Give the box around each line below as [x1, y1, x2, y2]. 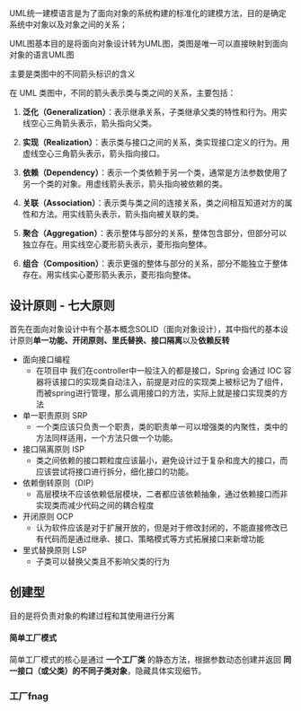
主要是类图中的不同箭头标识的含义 [9, 68, 136, 79]
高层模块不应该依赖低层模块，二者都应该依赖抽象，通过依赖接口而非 [35, 488, 288, 499]
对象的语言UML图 [9, 49, 75, 60]
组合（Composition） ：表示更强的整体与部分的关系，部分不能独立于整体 [22, 259, 288, 268]
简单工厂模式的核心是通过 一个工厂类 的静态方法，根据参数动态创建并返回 [9, 654, 281, 664]
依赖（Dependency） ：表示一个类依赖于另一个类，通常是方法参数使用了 [22, 167, 288, 178]
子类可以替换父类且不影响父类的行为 [35, 556, 171, 566]
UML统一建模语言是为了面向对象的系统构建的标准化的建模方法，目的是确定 [9, 8, 287, 18]
